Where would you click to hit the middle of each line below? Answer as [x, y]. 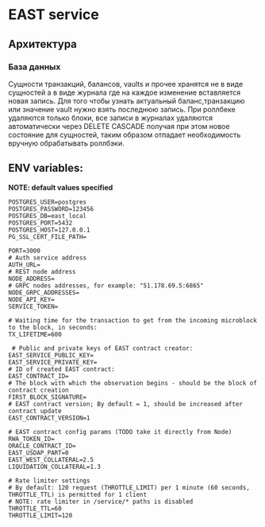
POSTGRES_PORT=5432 [40, 223]
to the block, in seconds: [53, 327]
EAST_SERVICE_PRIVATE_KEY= [53, 362]
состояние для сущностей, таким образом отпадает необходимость [125, 135]
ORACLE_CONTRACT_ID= [42, 446]
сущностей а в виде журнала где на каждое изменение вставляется [125, 92]
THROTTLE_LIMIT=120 [40, 515]
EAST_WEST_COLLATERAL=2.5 [51, 459]
